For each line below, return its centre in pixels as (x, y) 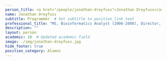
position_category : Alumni (33, 51)
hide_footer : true (24, 46)
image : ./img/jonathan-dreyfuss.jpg (43, 42)
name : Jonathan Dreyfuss (31, 14)
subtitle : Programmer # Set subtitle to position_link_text (70, 19)
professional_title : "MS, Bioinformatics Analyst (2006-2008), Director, (83, 23)
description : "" (22, 28)
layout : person (21, 32)
